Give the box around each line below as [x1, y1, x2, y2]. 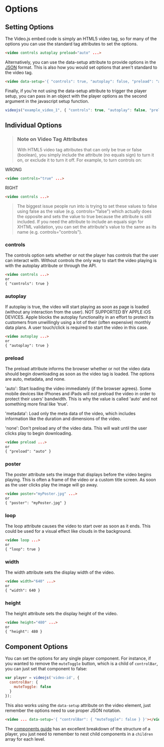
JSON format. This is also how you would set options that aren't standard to [5, 64, 158, 70]
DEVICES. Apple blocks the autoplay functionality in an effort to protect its [5, 314, 154, 320]
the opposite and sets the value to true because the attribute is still [17, 214, 151, 220]
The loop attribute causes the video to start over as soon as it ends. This [5, 523, 151, 529]
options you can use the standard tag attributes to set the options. [5, 41, 138, 47]
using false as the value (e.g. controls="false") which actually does [17, 208, 152, 214]
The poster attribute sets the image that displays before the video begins [5, 472, 152, 478]
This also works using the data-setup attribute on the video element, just [5, 702, 151, 708]
